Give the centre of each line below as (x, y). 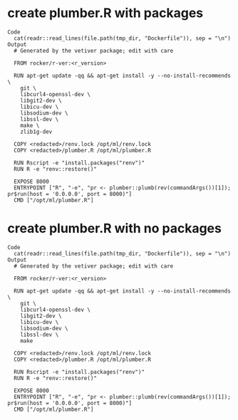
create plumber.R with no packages (115, 229)
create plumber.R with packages (105, 13)
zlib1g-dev (36, 132)
